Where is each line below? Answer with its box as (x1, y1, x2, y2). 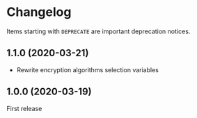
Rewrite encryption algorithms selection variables (16, 65, 159, 74)
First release (6, 104, 42, 112)
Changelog (6, 4, 72, 20)
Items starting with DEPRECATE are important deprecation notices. (6, 27, 191, 35)
